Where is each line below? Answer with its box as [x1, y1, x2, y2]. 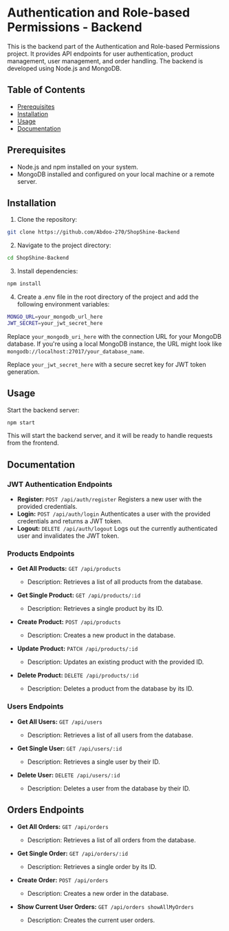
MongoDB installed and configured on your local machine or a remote [17, 170, 215, 178]
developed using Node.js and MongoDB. [7, 64, 122, 72]
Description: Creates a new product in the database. [27, 631, 175, 640]
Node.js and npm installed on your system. [17, 163, 139, 171]
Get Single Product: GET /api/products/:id [17, 591, 141, 600]
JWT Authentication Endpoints [7, 479, 113, 489]
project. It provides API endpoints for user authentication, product [7, 50, 194, 58]
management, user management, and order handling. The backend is [7, 56, 204, 65]
